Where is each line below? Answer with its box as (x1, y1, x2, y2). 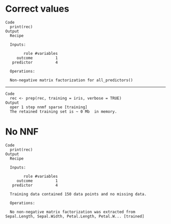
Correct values (5, 3, 70, 15)
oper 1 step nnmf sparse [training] (10, 105, 88, 110)
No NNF (5, 126, 39, 138)
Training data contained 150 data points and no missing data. (10, 191, 147, 197)
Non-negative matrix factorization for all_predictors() (10, 77, 133, 83)
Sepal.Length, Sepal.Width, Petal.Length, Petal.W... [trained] (5, 214, 145, 219)
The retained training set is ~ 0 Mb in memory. (10, 109, 117, 114)
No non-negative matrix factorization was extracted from (10, 209, 136, 214)
